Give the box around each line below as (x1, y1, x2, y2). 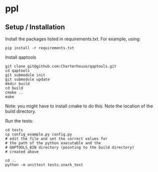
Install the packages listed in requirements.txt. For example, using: (5, 36, 141, 42)
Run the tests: (5, 118, 34, 124)
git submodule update (5, 77, 50, 82)
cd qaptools (5, 68, 30, 73)
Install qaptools (5, 54, 36, 60)
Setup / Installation (5, 23, 65, 31)
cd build (5, 86, 23, 90)
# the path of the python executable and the (5, 141, 101, 146)
